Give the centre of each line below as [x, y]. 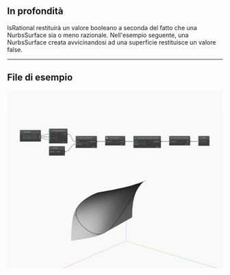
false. [15, 49]
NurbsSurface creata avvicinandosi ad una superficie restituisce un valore [112, 42]
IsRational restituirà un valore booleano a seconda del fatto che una [102, 27]
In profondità [35, 11]
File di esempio [40, 78]
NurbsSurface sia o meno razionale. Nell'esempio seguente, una [98, 35]
